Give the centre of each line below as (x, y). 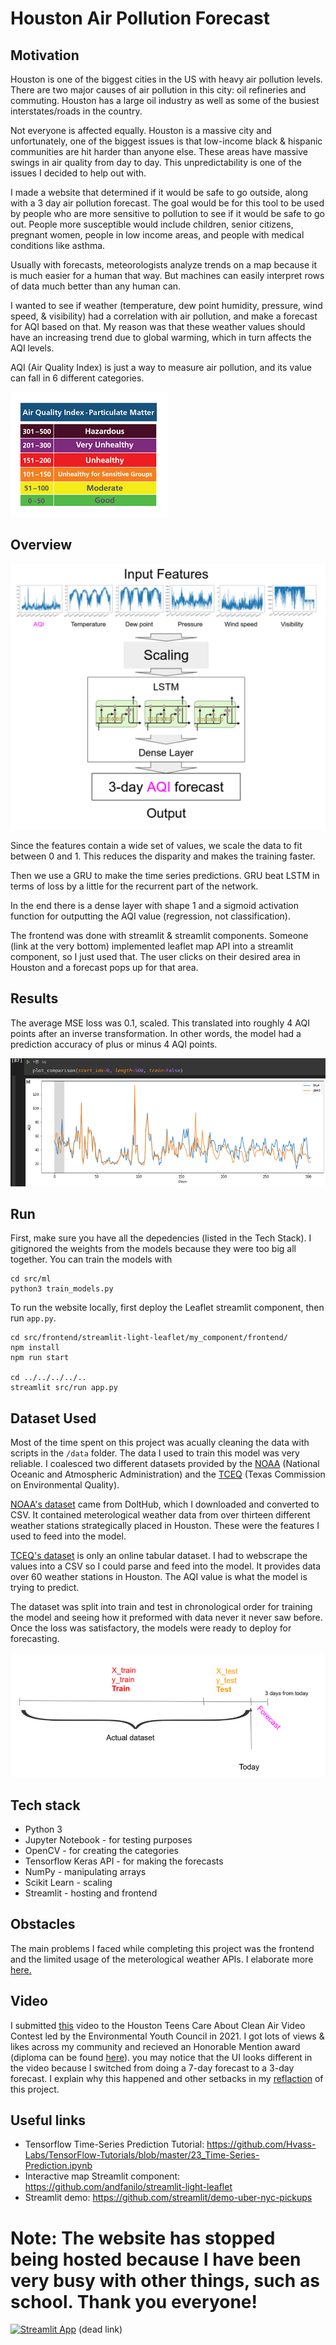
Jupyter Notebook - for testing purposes (108, 1839)
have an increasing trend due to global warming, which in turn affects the (161, 337)
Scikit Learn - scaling (68, 1882)
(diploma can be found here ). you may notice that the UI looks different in (161, 2057)
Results (34, 998)
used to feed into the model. (68, 1536)
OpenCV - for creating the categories (101, 1850)
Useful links (48, 2120)
